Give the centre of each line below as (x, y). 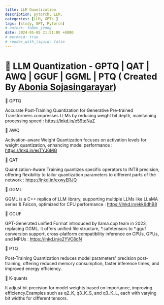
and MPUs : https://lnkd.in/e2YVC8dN (44, 239)
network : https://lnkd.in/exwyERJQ (41, 180)
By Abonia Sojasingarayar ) (61, 87)
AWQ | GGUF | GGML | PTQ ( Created (81, 76)
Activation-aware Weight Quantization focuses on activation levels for (76, 140)
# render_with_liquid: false (35, 42)
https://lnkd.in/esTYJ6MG (31, 150)
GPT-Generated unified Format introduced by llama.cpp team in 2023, (76, 223)
